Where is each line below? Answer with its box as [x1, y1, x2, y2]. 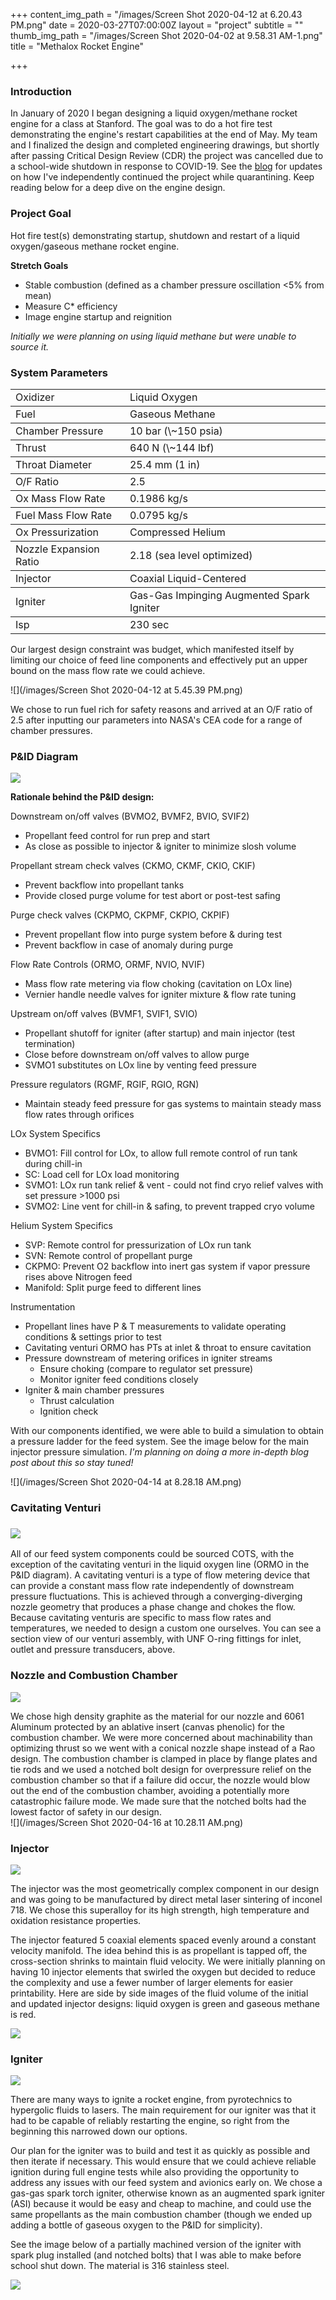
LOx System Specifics [10, 1128, 101, 1140]
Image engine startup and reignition [24, 310, 173, 323]
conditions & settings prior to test [24, 1331, 162, 1343]
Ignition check [39, 1405, 99, 1418]
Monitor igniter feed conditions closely [39, 1374, 199, 1386]
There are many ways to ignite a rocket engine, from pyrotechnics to [10, 2094, 293, 2106]
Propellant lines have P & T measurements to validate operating [24, 1320, 287, 1333]
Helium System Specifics [10, 1220, 113, 1232]
